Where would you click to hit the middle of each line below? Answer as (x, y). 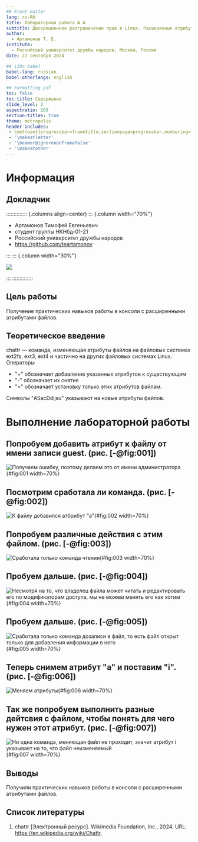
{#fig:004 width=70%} (34, 603)
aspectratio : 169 (27, 110)
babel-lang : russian (32, 72)
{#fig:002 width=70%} (121, 516)
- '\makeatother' (30, 149)
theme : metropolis (29, 121)
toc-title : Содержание (34, 99)
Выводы (22, 773)
